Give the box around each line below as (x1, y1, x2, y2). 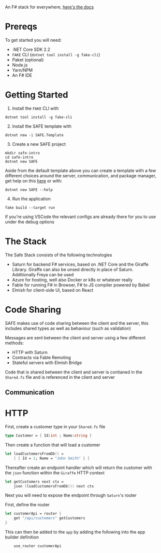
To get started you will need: (5, 37, 62, 43)
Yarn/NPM (12, 67, 33, 73)
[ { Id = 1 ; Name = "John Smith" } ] (14, 456, 90, 461)
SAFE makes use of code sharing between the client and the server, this (5, 320, 149, 326)
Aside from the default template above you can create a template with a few (5, 168, 156, 173)
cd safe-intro (5, 155, 34, 160)
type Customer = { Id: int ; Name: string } (5, 433, 92, 438)
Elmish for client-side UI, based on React (12, 287, 93, 293)
